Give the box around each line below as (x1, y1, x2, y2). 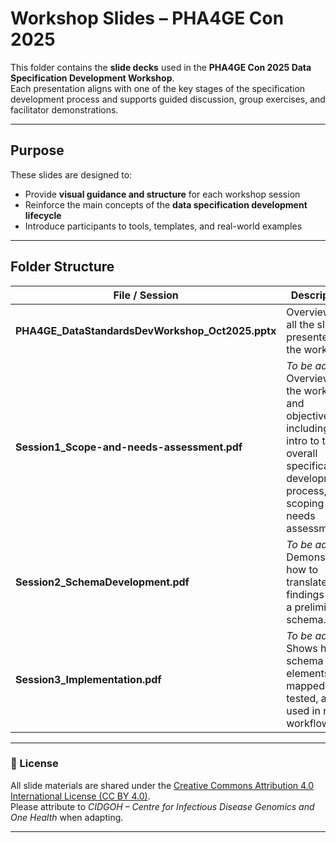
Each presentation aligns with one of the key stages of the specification (10, 82, 306, 94)
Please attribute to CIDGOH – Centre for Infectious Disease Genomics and (10, 800, 315, 812)
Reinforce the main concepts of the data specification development (24, 198, 308, 211)
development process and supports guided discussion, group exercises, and (10, 93, 326, 105)
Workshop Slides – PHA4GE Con (10, 7, 285, 30)
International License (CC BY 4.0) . (10, 790, 151, 802)
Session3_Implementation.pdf (15, 672, 162, 686)
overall (286, 446, 318, 460)
